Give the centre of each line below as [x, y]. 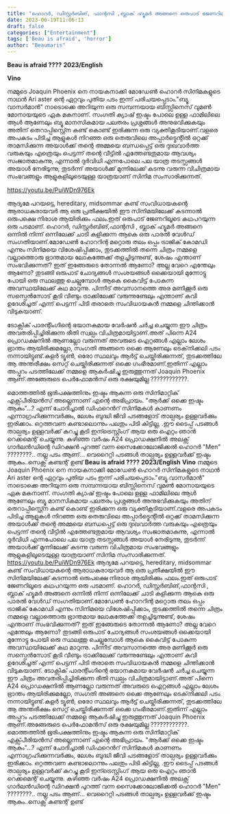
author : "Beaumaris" [37, 45]
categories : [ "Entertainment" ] [52, 33]
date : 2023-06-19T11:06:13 [46, 20]
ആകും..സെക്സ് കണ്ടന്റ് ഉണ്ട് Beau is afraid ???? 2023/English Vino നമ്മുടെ [112, 462]
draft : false [26, 26]
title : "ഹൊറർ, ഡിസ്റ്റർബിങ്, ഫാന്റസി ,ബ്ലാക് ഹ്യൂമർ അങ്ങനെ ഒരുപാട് [103, 13]
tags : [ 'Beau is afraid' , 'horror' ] [59, 39]
